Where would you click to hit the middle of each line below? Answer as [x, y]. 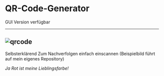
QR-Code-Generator [47, 9]
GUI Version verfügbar [28, 22]
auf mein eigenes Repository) [35, 58]
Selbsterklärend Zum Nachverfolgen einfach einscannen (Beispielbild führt [80, 54]
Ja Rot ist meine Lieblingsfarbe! [37, 68]
